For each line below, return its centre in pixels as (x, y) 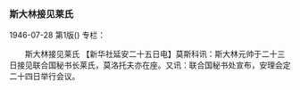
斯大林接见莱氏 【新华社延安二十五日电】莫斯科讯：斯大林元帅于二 (147, 54)
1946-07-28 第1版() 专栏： (57, 35)
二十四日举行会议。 (45, 77)
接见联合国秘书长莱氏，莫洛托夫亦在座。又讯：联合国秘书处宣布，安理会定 (154, 65)
